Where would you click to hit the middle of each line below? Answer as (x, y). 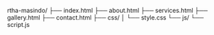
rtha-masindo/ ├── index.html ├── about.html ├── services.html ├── (107, 10)
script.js (19, 25)
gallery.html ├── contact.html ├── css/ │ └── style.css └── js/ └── (106, 17)
